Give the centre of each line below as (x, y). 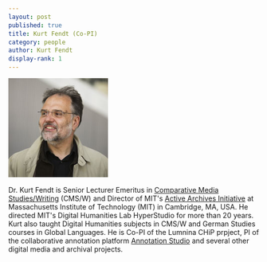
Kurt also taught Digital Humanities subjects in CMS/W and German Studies (132, 224)
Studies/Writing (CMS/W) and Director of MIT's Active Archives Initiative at (131, 198)
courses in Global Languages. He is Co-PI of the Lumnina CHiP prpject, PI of (133, 232)
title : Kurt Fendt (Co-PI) (53, 33)
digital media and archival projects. (66, 249)
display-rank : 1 (35, 59)
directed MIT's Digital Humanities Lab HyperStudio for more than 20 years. (131, 215)
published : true (35, 25)
